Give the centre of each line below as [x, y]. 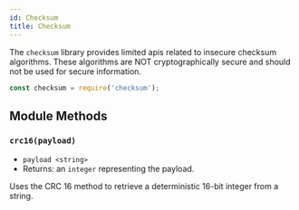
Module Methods [58, 115]
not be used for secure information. [76, 71]
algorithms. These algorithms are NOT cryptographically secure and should [150, 62]
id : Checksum [34, 18]
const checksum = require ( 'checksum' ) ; [85, 88]
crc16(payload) [43, 140]
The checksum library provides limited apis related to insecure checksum [143, 52]
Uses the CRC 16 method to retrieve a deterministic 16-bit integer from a [144, 186]
